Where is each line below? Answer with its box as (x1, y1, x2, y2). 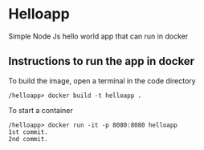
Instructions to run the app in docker (8, 55, 195, 68)
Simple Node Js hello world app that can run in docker (8, 31, 189, 41)
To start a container (8, 105, 74, 115)
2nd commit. (8, 135, 48, 143)
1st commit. (8, 128, 48, 136)
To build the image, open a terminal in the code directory (8, 75, 196, 85)
